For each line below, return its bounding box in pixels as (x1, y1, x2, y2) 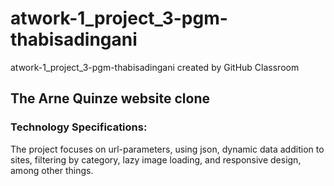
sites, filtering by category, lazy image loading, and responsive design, (10, 153, 302, 166)
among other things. (10, 164, 94, 176)
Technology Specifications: (10, 120, 148, 134)
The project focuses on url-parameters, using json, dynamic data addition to (10, 143, 325, 155)
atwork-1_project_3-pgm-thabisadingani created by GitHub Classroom (10, 61, 300, 73)
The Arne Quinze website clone (10, 90, 210, 107)
